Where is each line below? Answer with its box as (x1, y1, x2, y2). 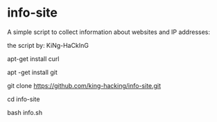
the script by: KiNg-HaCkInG (7, 41, 89, 49)
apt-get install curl (7, 54, 60, 63)
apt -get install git (7, 68, 58, 76)
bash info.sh (7, 108, 43, 116)
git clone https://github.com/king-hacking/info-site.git (7, 81, 162, 89)
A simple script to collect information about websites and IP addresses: (7, 28, 210, 36)
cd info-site (7, 95, 40, 103)
